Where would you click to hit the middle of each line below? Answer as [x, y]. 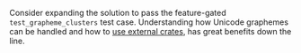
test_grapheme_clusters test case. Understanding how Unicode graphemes [149, 22]
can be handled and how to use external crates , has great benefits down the [150, 31]
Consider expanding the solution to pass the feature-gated [118, 13]
